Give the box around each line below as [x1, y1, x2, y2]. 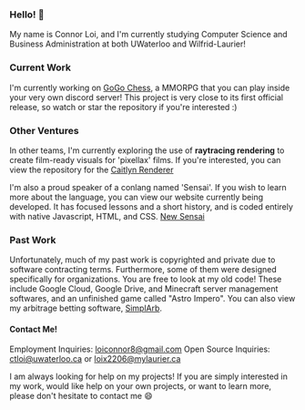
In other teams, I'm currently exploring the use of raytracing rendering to [9, 145, 285, 156]
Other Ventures [9, 124, 79, 137]
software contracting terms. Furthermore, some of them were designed [9, 264, 277, 275]
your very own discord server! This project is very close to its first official [9, 91, 284, 103]
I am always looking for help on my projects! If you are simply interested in [9, 371, 289, 382]
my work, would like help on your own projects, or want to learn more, [9, 381, 271, 392]
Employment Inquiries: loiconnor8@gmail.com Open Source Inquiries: [9, 343, 270, 354]
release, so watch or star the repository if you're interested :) [9, 101, 238, 112]
